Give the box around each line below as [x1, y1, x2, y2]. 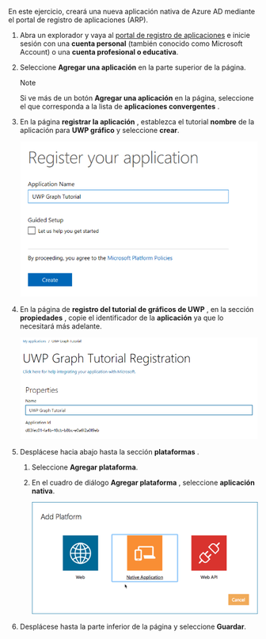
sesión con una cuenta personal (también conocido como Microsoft [19, 39, 243, 48]
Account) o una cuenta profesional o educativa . [19, 48, 179, 56]
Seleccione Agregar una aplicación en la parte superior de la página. [19, 63, 247, 72]
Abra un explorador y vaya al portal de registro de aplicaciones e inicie [19, 31, 251, 40]
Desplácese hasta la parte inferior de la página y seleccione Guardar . [19, 622, 247, 632]
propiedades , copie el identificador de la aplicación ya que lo [19, 313, 224, 323]
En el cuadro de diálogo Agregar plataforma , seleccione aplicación [31, 478, 255, 488]
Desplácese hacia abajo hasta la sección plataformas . [19, 447, 199, 457]
